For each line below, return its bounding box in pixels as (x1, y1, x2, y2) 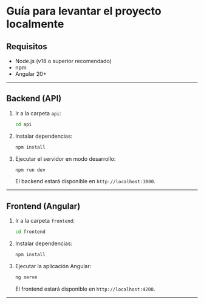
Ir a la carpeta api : (15, 109, 61, 117)
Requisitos (6, 41, 47, 52)
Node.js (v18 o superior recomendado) (15, 58, 112, 64)
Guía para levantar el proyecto (6, 4, 162, 18)
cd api (15, 121, 32, 127)
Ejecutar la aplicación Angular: (15, 263, 92, 269)
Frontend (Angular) (6, 201, 81, 211)
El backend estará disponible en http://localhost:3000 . (15, 178, 156, 185)
